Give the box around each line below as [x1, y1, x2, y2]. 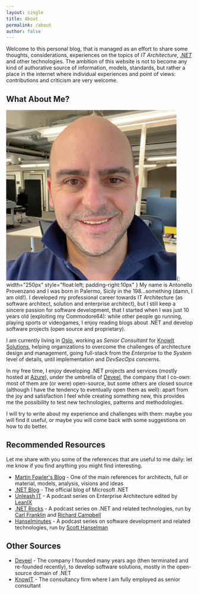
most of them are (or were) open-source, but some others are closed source [6, 380, 193, 387]
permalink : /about [6, 22, 52, 28]
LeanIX [14, 499, 33, 506]
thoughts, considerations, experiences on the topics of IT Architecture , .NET [6, 52, 192, 59]
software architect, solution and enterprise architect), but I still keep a [6, 300, 176, 308]
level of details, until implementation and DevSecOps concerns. [6, 356, 161, 363]
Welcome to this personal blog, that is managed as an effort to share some [6, 45, 188, 53]
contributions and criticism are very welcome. [6, 77, 118, 84]
